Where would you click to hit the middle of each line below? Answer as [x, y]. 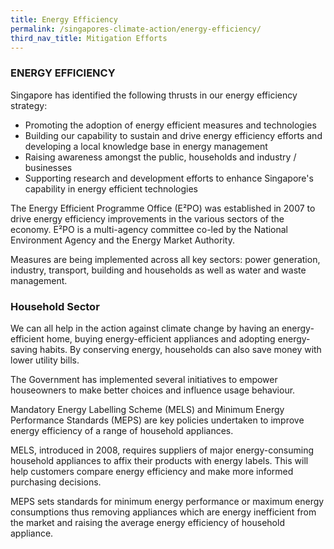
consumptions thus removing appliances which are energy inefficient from [163, 512]
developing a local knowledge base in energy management [146, 146]
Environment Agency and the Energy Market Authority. [122, 240]
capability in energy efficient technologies [111, 188]
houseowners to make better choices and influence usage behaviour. [153, 390]
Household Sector [55, 306]
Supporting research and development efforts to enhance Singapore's [169, 178]
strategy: [29, 105]
